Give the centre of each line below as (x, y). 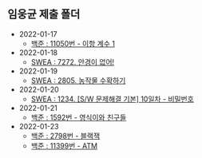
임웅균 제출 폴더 (44, 14)
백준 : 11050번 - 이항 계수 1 (73, 43)
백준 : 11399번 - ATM (64, 145)
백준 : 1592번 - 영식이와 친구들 (79, 117)
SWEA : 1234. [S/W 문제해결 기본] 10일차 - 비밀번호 (113, 99)
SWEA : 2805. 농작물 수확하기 (78, 80)
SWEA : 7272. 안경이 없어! (73, 61)
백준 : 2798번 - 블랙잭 (65, 136)
